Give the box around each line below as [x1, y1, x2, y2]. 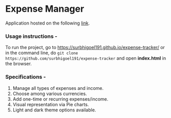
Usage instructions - [5, 33, 58, 40]
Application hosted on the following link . [5, 20, 90, 26]
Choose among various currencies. [12, 90, 87, 97]
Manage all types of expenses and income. [12, 85, 104, 91]
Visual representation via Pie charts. [12, 101, 89, 107]
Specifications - [5, 74, 46, 81]
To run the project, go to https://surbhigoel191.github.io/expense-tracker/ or [5, 44, 165, 51]
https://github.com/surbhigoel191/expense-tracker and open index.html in [5, 55, 166, 61]
